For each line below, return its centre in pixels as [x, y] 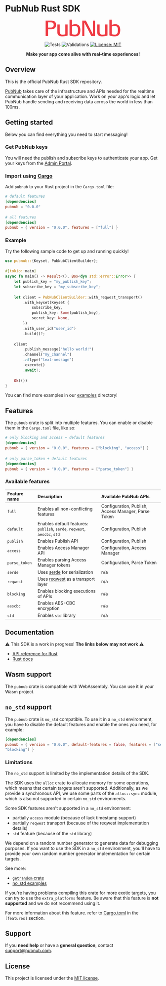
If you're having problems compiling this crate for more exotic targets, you [81, 893]
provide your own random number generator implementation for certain [78, 854]
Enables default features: [63, 523]
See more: [16, 868]
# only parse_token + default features [46, 458]
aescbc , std [49, 534]
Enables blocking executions [67, 591]
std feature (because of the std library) [52, 833]
